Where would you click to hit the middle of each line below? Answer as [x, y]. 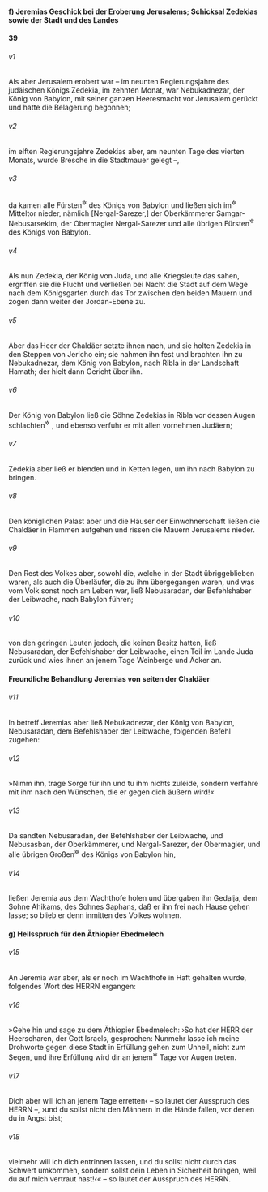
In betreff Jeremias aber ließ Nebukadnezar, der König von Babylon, [121, 723]
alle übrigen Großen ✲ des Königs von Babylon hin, [92, 854]
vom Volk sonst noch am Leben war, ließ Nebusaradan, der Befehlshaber [130, 591]
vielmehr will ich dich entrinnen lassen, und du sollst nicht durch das [122, 1162]
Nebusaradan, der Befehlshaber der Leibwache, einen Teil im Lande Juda [131, 652]
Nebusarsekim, [34, 224]
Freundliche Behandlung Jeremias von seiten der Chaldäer [109, 678]
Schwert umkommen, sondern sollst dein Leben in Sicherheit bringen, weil [132, 1170]
